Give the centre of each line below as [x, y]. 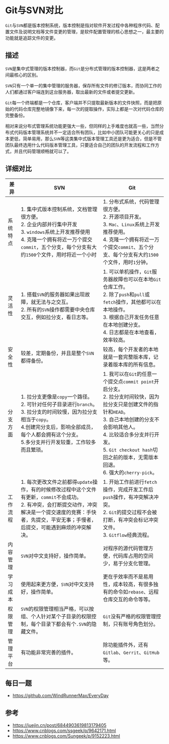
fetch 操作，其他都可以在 [132, 302]
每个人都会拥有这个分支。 [51, 434]
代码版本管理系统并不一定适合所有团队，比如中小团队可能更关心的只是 [87, 132]
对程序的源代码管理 [125, 548]
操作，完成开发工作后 [128, 489]
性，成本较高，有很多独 [131, 584]
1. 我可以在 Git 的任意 [128, 374]
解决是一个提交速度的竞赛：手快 [59, 512]
